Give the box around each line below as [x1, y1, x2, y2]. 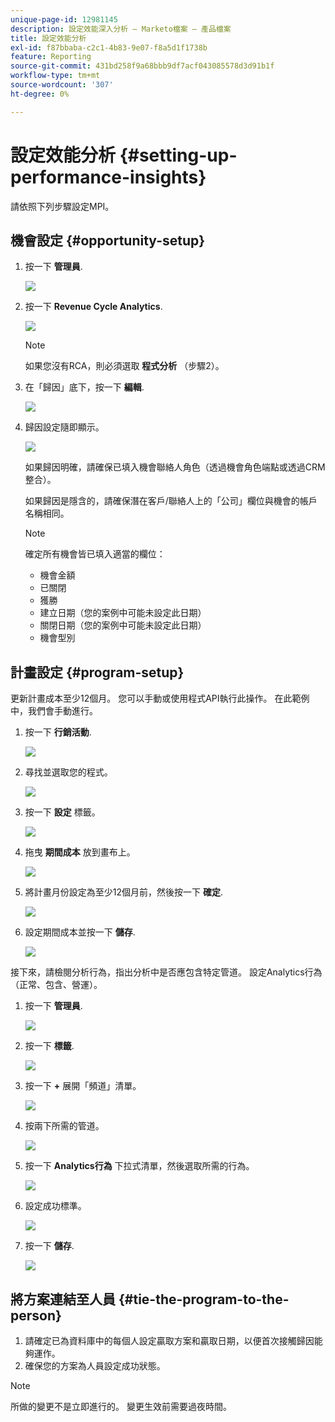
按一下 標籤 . [24, 1040, 75, 1052]
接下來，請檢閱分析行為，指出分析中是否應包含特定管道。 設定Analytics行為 [10, 966, 323, 978]
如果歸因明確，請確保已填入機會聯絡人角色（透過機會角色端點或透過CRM [24, 461, 326, 473]
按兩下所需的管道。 [24, 1120, 105, 1132]
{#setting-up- [119, 144, 238, 166]
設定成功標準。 [24, 1200, 87, 1212]
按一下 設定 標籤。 [24, 806, 101, 818]
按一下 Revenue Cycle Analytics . [24, 301, 163, 313]
